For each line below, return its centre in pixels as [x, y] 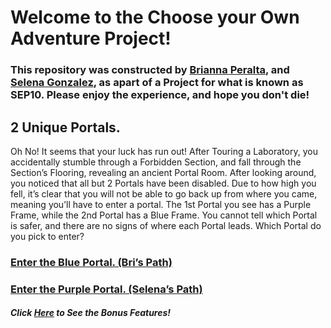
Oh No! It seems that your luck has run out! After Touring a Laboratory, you [164, 151]
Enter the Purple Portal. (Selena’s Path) [106, 289]
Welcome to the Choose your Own [155, 17]
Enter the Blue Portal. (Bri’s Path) [91, 262]
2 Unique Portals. [65, 127]
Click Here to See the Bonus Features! [91, 313]
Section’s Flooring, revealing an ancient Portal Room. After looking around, [163, 172]
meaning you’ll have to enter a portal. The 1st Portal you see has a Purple [161, 204]
